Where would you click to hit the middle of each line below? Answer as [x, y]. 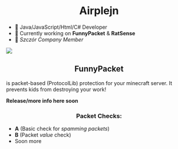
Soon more [28, 141]
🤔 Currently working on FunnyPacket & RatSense [75, 33]
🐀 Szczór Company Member [49, 39]
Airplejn [99, 11]
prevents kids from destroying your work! [56, 89]
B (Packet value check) [43, 135]
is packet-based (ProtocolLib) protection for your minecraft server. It [89, 83]
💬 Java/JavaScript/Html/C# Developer [61, 27]
